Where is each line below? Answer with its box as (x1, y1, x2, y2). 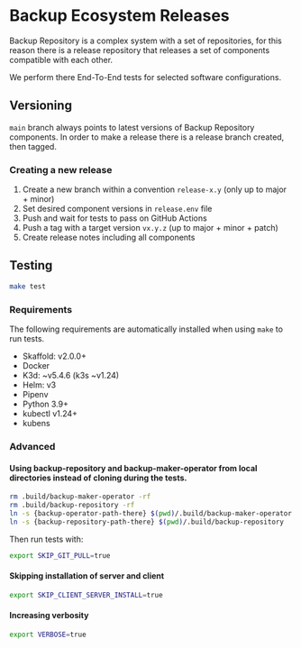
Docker (22, 361, 50, 371)
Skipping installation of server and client (9, 570, 165, 581)
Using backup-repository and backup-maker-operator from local (9, 462, 258, 473)
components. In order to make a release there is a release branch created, (9, 132, 285, 142)
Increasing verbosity (9, 610, 89, 621)
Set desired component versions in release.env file (22, 204, 213, 214)
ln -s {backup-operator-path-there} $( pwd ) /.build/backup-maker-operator (9, 508, 293, 518)
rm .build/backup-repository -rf (9, 501, 135, 510)
